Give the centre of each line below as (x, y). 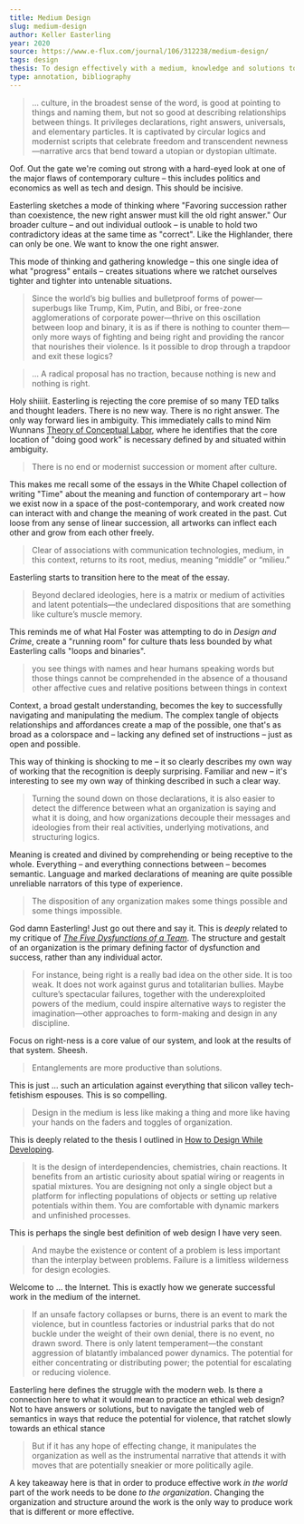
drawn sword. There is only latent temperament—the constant (147, 1343)
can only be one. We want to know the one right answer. (114, 244)
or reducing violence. (71, 1372)
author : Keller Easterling (60, 34)
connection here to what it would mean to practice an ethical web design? (147, 1399)
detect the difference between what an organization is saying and (154, 807)
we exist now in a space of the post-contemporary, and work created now (147, 503)
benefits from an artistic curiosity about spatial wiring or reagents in (158, 1177)
